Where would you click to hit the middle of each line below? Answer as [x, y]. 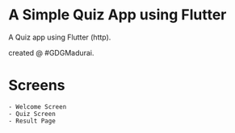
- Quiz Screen [32, 114]
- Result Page [32, 121]
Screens [37, 85]
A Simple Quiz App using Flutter [117, 15]
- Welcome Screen [38, 106]
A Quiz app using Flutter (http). [60, 37]
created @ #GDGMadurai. [51, 52]
